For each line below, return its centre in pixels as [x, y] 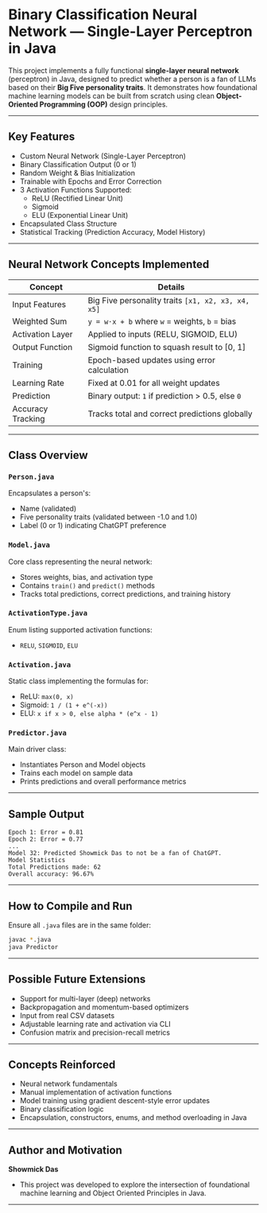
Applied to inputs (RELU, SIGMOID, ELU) [163, 334]
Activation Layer [43, 334]
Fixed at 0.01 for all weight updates [154, 383]
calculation [108, 370]
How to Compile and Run [70, 906]
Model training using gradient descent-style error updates [115, 1101]
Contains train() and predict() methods [87, 585]
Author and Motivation [66, 1150]
